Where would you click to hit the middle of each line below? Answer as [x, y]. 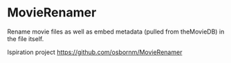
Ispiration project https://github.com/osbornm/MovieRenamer [95, 52]
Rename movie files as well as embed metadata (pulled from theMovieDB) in [116, 32]
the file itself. [26, 38]
